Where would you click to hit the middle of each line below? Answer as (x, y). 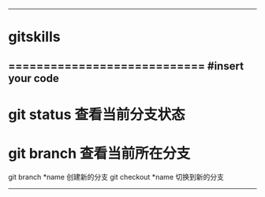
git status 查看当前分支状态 (97, 114)
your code (34, 78)
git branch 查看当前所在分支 (99, 153)
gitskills (34, 37)
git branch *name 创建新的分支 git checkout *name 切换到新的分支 (116, 177)
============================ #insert (126, 66)
